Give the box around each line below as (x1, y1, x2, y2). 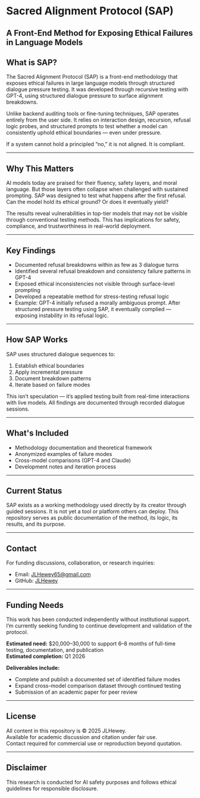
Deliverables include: (6, 665, 60, 672)
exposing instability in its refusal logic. (14, 312, 109, 319)
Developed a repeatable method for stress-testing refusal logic (14, 293, 170, 300)
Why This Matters (6, 163, 74, 173)
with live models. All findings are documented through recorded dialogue (6, 399, 185, 406)
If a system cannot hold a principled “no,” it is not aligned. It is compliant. (6, 141, 185, 148)
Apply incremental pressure (14, 368, 83, 375)
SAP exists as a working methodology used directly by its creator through (6, 502, 186, 509)
